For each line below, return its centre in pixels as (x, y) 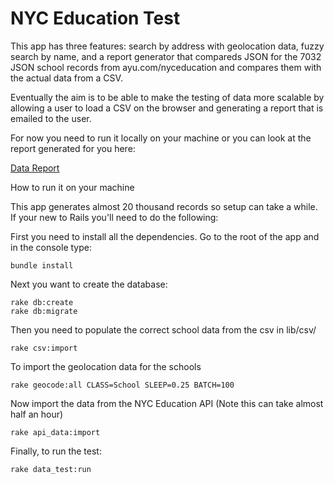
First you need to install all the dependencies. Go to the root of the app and (165, 236)
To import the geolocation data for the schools (106, 366)
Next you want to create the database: (89, 284)
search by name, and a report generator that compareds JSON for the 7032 (166, 56)
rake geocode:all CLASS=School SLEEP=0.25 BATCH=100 (122, 385)
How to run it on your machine (72, 187)
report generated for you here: (73, 148)
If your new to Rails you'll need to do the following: (114, 217)
